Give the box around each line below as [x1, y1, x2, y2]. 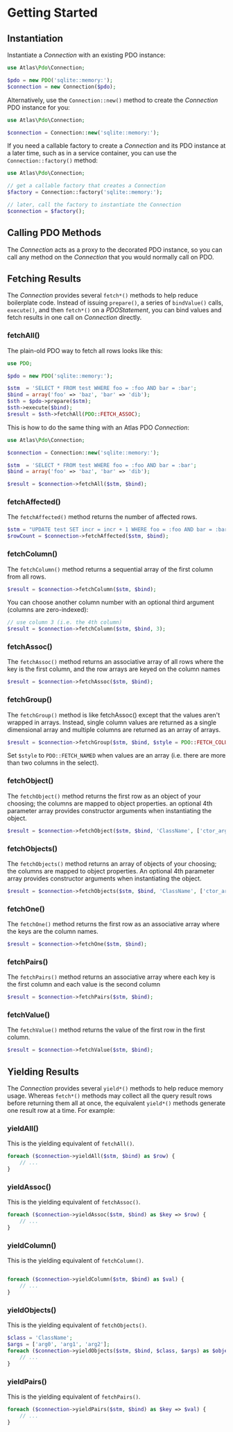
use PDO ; [7, 359, 33, 367]
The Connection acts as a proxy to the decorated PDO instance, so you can [7, 245, 223, 254]
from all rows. [7, 572, 46, 581]
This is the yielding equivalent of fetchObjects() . [7, 1321, 147, 1329]
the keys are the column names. [7, 928, 98, 936]
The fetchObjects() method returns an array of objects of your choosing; [7, 859, 217, 868]
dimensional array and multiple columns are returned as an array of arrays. [7, 725, 221, 733]
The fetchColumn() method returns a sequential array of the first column [7, 565, 214, 573]
